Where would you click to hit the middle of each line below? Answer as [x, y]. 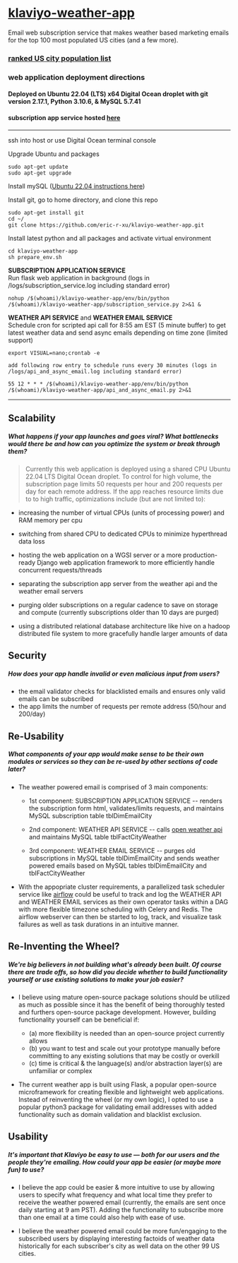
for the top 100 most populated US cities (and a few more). [93, 40]
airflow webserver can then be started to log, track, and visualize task [120, 916]
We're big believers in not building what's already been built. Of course [115, 964]
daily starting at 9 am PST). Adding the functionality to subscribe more [121, 1210]
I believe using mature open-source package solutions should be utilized [124, 998]
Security [27, 656]
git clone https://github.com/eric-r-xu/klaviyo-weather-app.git [106, 225]
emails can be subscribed [56, 699]
